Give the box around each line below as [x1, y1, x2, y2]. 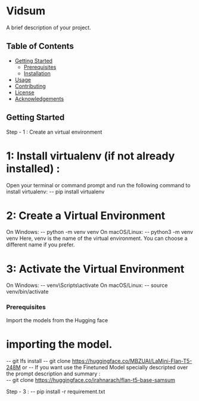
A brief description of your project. [6, 24, 91, 31]
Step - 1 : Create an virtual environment [6, 128, 102, 135]
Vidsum [6, 4, 46, 18]
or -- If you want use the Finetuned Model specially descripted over [21, 363, 188, 371]
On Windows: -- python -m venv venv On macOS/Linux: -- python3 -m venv [6, 229, 194, 236]
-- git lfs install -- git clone [6, 357, 71, 365]
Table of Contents [6, 41, 74, 51]
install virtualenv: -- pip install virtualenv [6, 188, 105, 195]
